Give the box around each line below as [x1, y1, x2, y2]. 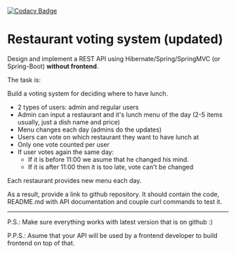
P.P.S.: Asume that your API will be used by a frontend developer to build [7, 231, 218, 239]
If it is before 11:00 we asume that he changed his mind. [27, 155, 190, 163]
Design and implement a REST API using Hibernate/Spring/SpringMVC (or [7, 54, 221, 63]
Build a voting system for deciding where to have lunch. [7, 89, 169, 98]
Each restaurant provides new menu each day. [7, 176, 142, 184]
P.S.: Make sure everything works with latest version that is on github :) [7, 217, 213, 226]
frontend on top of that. [7, 239, 75, 247]
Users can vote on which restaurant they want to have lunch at [17, 132, 199, 141]
